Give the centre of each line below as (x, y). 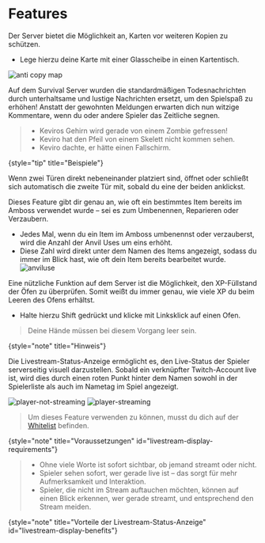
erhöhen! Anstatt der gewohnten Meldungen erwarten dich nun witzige (124, 107)
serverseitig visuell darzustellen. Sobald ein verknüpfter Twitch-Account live (132, 370)
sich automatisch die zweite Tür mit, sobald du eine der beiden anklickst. (127, 186)
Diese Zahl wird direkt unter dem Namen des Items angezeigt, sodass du (138, 251)
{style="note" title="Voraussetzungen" (71, 441)
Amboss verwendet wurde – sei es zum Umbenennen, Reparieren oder (123, 210)
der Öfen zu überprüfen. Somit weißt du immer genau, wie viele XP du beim (131, 291)
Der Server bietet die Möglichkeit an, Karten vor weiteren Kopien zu (118, 36)
